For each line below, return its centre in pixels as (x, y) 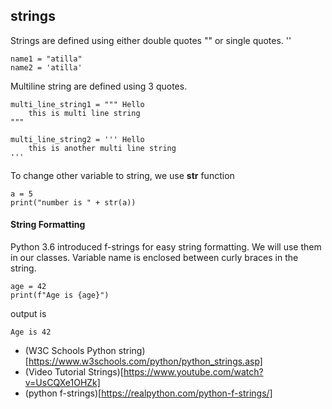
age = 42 (28, 287)
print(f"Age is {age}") (60, 295)
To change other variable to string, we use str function (122, 175)
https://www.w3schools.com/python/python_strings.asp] (145, 361)
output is (28, 314)
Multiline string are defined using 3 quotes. (99, 86)
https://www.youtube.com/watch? (193, 372)
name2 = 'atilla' (46, 67)
